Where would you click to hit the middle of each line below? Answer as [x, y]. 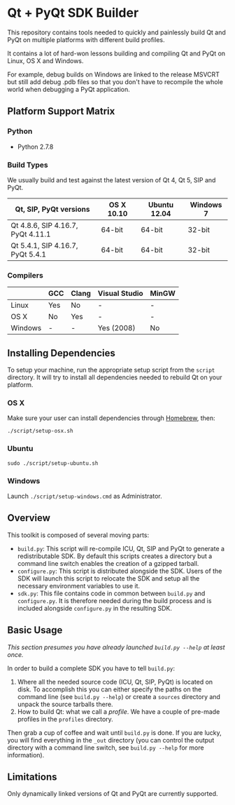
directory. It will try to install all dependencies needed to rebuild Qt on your [115, 377]
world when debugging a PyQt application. [69, 89]
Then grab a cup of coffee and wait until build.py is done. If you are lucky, [114, 732]
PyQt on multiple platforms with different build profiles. [86, 39]
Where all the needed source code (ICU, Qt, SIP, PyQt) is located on [115, 682]
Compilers [25, 275]
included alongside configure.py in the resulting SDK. [95, 608]
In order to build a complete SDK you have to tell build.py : [91, 668]
